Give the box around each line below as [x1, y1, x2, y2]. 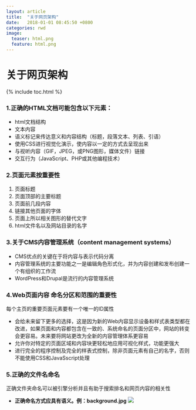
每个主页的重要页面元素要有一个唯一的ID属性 [6, 306, 114, 312]
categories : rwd [6, 25, 46, 31]
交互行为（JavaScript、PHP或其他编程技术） [14, 155, 123, 162]
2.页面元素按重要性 [6, 171, 60, 179]
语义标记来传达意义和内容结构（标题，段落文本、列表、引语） [14, 133, 164, 140]
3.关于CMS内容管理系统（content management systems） [6, 238, 175, 246]
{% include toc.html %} [6, 88, 63, 95]
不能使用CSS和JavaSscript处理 [14, 354, 90, 361]
